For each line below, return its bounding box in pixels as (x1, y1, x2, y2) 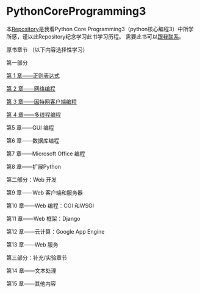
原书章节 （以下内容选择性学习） (6, 46, 88, 53)
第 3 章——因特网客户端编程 (6, 98, 77, 105)
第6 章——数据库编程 (6, 136, 60, 144)
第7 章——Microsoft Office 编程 (6, 150, 85, 157)
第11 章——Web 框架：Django (6, 215, 80, 222)
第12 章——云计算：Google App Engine (6, 228, 105, 235)
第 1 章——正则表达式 (6, 72, 60, 79)
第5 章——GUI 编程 (6, 124, 54, 131)
